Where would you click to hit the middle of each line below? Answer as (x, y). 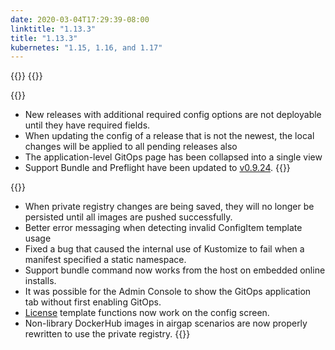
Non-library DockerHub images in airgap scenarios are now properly (166, 323)
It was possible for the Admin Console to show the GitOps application (168, 292)
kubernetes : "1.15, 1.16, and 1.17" (86, 47)
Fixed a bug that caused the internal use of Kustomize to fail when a (164, 249)
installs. (40, 281)
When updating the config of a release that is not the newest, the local (169, 136)
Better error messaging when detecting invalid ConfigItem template (163, 228)
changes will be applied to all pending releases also (131, 147)
